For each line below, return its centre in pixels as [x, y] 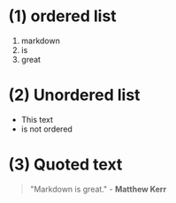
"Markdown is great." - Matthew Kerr [98, 189]
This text [37, 119]
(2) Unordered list [74, 95]
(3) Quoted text [65, 165]
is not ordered [46, 129]
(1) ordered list [62, 16]
